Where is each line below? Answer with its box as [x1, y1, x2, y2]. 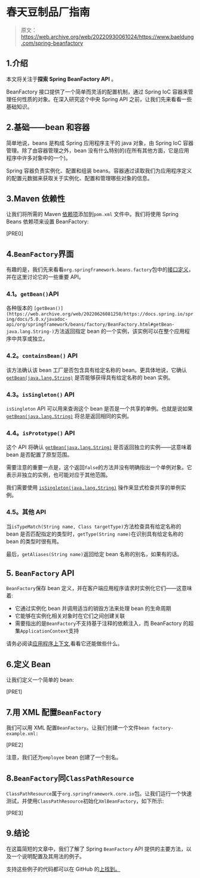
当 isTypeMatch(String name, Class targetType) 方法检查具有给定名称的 [6, 522, 181, 530]
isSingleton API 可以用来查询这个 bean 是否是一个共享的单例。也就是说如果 [6, 405, 193, 412]
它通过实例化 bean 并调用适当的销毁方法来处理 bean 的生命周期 [14, 605, 171, 612]
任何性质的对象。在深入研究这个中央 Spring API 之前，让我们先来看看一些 [11, 95, 192, 102]
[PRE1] [6, 688, 23, 695]
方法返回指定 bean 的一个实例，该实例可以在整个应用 [54, 327, 185, 335]
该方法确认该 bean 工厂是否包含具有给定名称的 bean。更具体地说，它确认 [6, 366, 187, 373]
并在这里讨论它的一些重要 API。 [6, 274, 85, 281]
